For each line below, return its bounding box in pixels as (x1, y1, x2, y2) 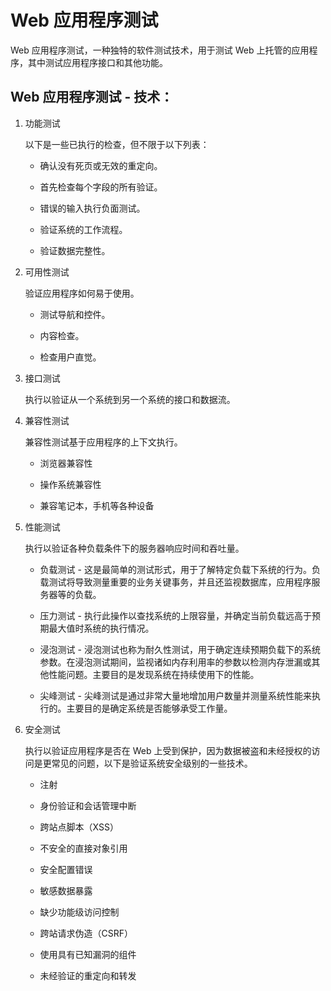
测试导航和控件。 (39, 308, 111, 320)
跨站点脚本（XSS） (39, 821, 119, 833)
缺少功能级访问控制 (39, 906, 120, 918)
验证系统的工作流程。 (39, 223, 128, 235)
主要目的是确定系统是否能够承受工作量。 (66, 702, 233, 714)
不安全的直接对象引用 (39, 842, 128, 854)
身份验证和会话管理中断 (39, 799, 137, 811)
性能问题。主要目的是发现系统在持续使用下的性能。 (48, 668, 260, 680)
